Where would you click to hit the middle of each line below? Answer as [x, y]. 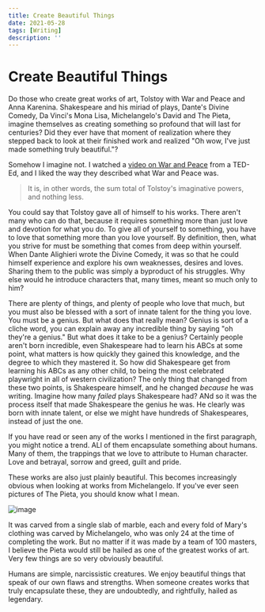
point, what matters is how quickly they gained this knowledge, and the [124, 354]
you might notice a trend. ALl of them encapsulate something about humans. [133, 446]
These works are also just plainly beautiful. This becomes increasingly [123, 477]
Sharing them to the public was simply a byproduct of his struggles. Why [127, 271]
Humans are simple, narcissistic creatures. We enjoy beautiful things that [127, 574]
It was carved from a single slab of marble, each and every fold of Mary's [128, 525]
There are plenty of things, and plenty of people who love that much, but [127, 304]
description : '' [35, 38]
